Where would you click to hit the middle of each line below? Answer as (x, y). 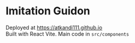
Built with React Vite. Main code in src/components (67, 33)
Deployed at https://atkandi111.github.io (54, 27)
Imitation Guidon (48, 11)
